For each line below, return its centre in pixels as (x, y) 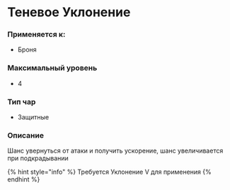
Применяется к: (36, 35)
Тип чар (22, 102)
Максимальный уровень (52, 68)
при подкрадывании (38, 158)
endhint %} (24, 179)
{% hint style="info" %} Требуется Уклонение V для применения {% (109, 172)
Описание (26, 135)
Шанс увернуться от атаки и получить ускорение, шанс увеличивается (115, 151)
